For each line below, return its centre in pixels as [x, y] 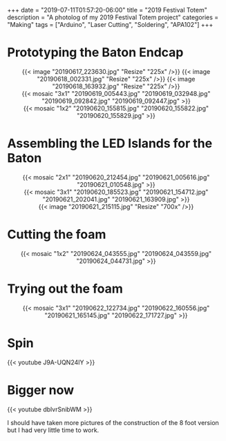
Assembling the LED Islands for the [110, 144]
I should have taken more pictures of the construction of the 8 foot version [113, 422]
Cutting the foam [57, 235]
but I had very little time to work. [53, 430]
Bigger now [41, 390]
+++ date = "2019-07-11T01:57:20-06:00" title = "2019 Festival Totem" [107, 10]
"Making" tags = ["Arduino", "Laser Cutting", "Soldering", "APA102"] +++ [110, 24]
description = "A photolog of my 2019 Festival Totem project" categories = [113, 17]
